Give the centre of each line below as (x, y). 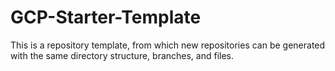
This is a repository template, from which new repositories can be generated (168, 45)
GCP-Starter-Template (106, 17)
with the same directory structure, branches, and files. (122, 55)
